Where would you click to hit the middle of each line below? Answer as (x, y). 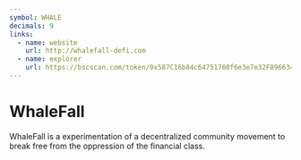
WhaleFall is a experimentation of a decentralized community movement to (147, 136)
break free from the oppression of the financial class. (107, 146)
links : (21, 34)
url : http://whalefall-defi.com (86, 51)
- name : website (47, 42)
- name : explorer (50, 59)
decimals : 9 (31, 26)
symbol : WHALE (36, 17)
